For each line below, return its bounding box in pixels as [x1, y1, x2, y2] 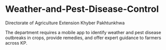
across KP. [5, 40, 28, 46]
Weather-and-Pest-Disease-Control [5, 3, 159, 15]
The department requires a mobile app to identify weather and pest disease [5, 29, 161, 35]
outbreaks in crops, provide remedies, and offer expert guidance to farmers [5, 35, 161, 41]
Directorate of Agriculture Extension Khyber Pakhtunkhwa [5, 20, 125, 26]
